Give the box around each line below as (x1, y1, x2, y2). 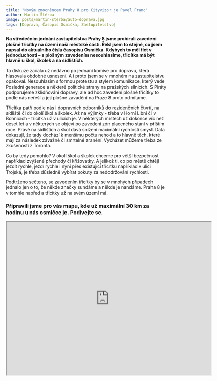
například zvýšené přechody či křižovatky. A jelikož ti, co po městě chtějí (6, 158, 159, 164)
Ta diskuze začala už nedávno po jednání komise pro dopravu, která (6, 68, 150, 74)
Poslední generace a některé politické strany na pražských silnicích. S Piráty (6, 84, 167, 90)
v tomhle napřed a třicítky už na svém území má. (6, 190, 108, 196)
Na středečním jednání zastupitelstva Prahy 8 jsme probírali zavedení (6, 36, 157, 42)
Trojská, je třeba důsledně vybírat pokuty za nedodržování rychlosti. (6, 169, 149, 175)
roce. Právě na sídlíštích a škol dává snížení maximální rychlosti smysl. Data (6, 126, 165, 133)
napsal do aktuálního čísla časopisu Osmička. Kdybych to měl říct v (6, 47, 153, 53)
